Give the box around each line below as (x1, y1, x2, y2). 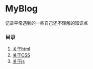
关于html (12, 46, 31, 52)
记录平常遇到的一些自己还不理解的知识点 (5, 20, 88, 26)
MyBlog (5, 3, 38, 14)
